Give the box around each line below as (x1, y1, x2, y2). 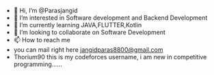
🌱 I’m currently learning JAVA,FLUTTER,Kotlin (13, 21, 142, 29)
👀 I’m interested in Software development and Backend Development (13, 14, 208, 22)
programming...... (13, 60, 63, 68)
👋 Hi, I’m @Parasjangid (13, 7, 78, 14)
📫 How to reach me (13, 36, 70, 44)
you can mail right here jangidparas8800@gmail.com (13, 46, 163, 54)
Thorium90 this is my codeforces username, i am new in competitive (13, 53, 207, 61)
